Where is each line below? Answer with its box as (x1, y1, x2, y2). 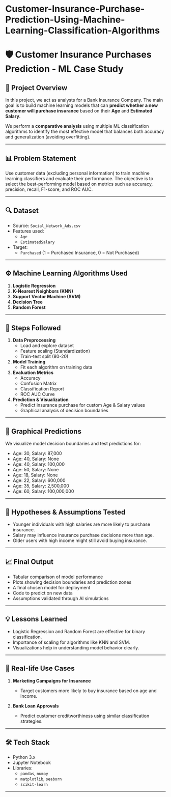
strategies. (20, 718, 43, 724)
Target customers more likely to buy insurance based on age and (20, 688, 157, 694)
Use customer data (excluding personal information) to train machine (5, 170, 150, 176)
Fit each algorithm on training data (20, 364, 93, 371)
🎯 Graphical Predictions (5, 427, 81, 436)
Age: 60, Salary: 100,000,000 (12, 488, 74, 494)
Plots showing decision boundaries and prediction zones (12, 579, 132, 585)
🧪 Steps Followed (5, 324, 61, 332)
